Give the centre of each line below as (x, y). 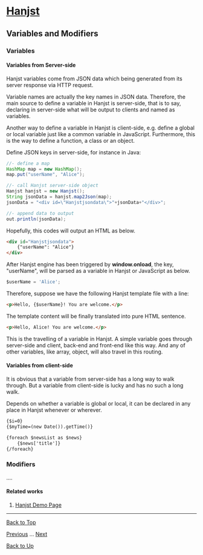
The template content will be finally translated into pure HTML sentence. (96, 316)
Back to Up (20, 545)
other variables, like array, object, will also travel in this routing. (85, 352)
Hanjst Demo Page (38, 505)
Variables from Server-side (41, 65)
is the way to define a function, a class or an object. (70, 140)
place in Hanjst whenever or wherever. (54, 410)
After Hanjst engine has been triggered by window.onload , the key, (90, 264)
